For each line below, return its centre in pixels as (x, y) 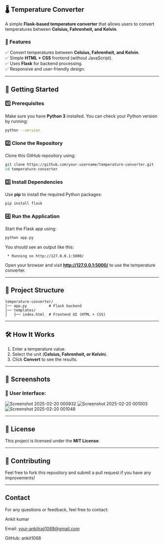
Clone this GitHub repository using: (40, 155)
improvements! (20, 478)
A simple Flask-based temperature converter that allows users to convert (80, 24)
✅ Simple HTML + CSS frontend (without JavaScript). (59, 58)
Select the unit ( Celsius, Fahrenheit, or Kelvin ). (60, 354)
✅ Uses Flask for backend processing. (44, 64)
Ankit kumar (17, 519)
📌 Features (18, 42)
